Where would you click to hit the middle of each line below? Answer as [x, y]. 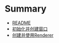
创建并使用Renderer [33, 35]
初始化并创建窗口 [30, 29]
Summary [25, 9]
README [21, 23]
